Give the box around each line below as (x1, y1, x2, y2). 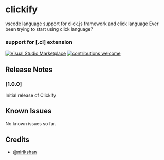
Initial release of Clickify (5, 92, 57, 98)
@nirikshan (12, 149, 37, 155)
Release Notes (5, 65, 53, 74)
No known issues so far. (5, 120, 57, 126)
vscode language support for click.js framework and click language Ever (5, 20, 159, 27)
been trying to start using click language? (5, 26, 94, 32)
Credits (5, 135, 30, 144)
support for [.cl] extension (5, 38, 73, 45)
